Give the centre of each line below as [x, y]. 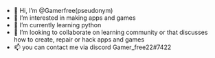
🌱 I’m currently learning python [57, 25]
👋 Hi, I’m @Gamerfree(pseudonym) [63, 11]
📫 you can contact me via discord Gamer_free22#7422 [92, 47]
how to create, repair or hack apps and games [79, 40]
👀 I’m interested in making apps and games [75, 18]
